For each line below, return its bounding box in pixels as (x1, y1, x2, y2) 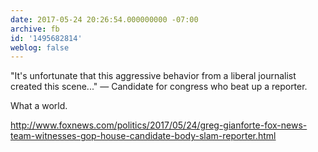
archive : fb (10, 24, 60, 34)
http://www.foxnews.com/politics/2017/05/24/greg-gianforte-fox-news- (10, 119, 308, 131)
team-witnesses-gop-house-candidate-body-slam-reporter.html (10, 130, 277, 142)
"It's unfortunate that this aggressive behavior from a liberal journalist (10, 70, 297, 82)
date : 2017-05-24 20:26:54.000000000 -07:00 (10, 14, 199, 25)
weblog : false (10, 42, 70, 53)
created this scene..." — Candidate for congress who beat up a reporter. (10, 81, 308, 93)
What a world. (10, 100, 68, 112)
